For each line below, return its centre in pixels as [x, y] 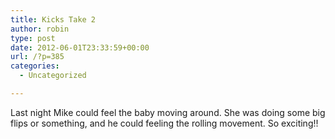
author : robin [40, 29]
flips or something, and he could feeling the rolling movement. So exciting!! [164, 123]
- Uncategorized [53, 76]
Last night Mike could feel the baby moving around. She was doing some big [168, 112]
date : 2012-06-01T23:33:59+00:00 [80, 47]
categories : [35, 66]
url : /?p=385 [37, 57]
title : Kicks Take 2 [53, 19]
